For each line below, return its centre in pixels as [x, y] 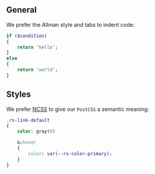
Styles [19, 95]
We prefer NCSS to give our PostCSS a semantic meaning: [78, 109]
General [22, 10]
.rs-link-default [28, 120]
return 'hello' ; [38, 47]
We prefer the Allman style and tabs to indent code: [71, 24]
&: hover [27, 142]
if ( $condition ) [27, 36]
